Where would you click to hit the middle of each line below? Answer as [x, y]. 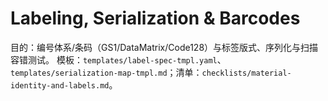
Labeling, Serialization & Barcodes [155, 18]
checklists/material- [246, 73]
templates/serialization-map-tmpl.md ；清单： [106, 72]
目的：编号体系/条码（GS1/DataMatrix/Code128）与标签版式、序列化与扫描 [164, 47]
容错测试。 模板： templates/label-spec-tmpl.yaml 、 [118, 59]
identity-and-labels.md [60, 85]
